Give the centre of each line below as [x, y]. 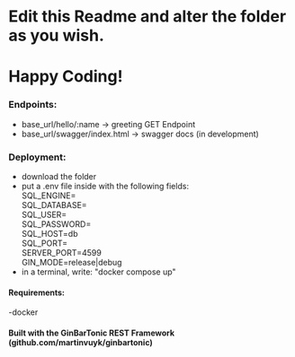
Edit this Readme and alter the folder [147, 17]
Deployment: [37, 157]
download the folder [59, 176]
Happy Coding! [66, 77]
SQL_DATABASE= [54, 205]
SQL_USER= [44, 214]
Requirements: [36, 292]
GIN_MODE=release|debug [72, 262]
